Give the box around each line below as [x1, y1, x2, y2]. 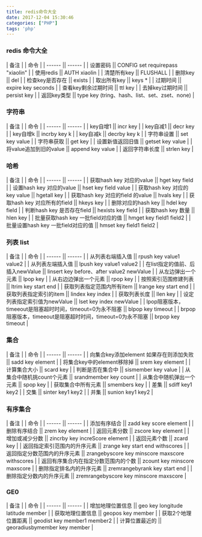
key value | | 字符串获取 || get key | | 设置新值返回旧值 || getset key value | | [6, 138, 192, 145]
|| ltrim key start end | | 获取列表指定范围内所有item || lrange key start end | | [6, 283, 195, 290]
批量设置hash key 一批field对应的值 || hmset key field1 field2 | [6, 222, 159, 229]
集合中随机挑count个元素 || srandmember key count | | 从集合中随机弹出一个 [6, 373, 195, 381]
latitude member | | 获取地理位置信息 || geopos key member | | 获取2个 [6, 509, 182, 517]
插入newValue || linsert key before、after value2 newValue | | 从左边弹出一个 [6, 268, 196, 275]
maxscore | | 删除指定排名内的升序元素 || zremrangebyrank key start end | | [6, 465, 192, 472]
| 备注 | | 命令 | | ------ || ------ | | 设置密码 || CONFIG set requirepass [6, 61, 178, 69]
